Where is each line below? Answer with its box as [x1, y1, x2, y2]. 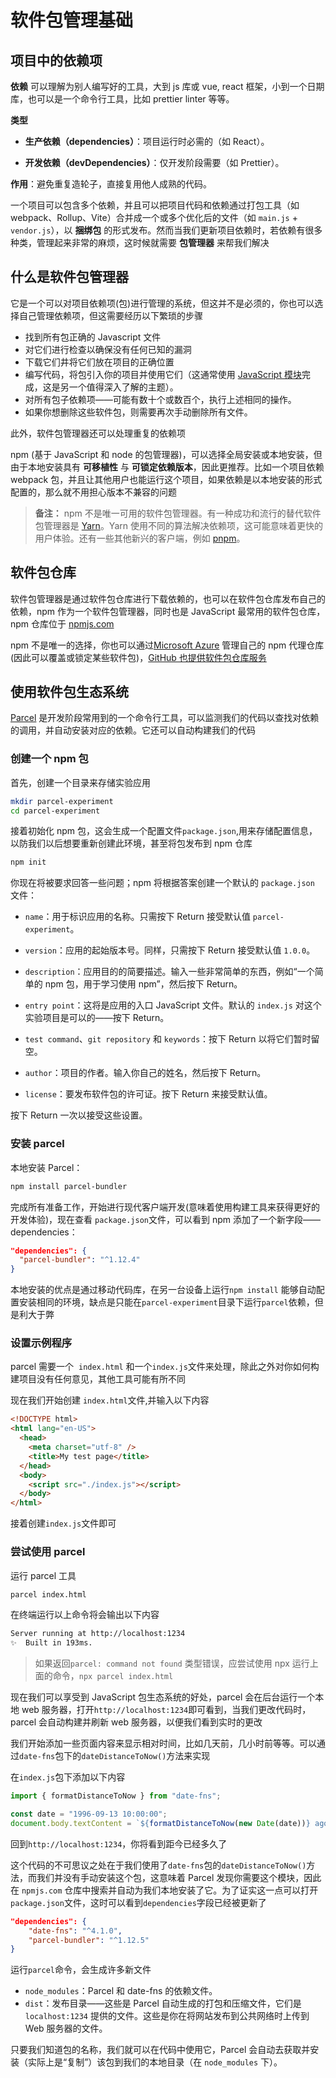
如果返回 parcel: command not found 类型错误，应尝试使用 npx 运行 [34, 1657, 310, 1670]
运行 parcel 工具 [10, 1569, 77, 1581]
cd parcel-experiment [10, 806, 101, 816]
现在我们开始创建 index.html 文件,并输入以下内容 [10, 1394, 210, 1406]
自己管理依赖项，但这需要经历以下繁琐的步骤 [18, 309, 203, 321]
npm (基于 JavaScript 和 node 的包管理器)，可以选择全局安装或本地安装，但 [10, 448, 323, 460]
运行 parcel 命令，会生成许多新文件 [10, 1964, 152, 1976]
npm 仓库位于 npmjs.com [10, 617, 115, 630]
